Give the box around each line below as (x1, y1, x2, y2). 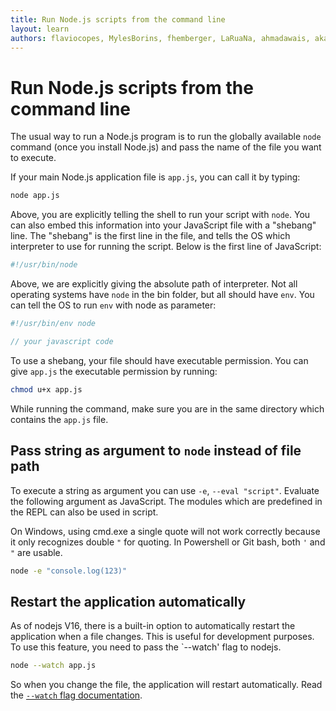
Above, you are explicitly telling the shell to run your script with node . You (10, 209, 311, 221)
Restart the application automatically (10, 593, 247, 610)
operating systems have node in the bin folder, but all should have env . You (10, 289, 315, 301)
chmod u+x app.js (10, 384, 83, 395)
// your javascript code (10, 336, 114, 346)
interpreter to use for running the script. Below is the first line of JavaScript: (10, 241, 322, 253)
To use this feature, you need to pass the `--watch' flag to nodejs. (10, 641, 282, 653)
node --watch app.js (10, 661, 97, 671)
